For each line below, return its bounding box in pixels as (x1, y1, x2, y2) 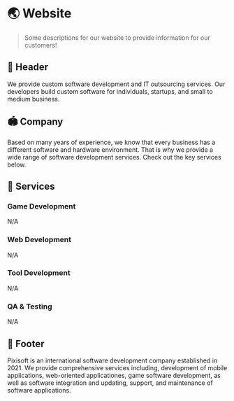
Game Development (7, 201, 76, 211)
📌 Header (7, 61, 49, 73)
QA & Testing (7, 302, 52, 311)
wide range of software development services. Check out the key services (7, 153, 221, 161)
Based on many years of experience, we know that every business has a (7, 138, 216, 146)
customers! (24, 41, 57, 49)
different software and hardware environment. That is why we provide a (7, 145, 214, 154)
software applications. (7, 386, 71, 394)
